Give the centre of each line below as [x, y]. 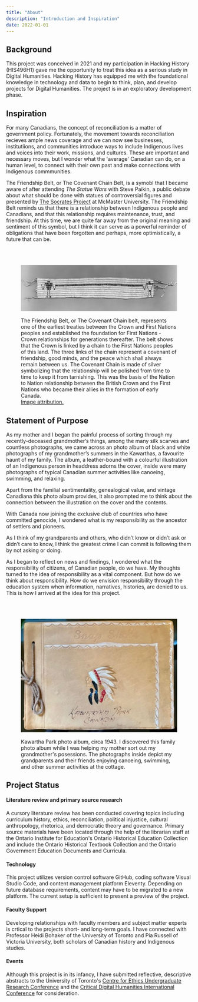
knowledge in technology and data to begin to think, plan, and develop [92, 82]
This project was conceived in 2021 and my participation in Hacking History [98, 64]
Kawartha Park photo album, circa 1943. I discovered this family [98, 742]
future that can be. [29, 239]
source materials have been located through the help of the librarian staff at [98, 832]
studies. [16, 948]
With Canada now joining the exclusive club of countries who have [87, 514]
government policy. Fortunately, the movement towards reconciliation [90, 134]
